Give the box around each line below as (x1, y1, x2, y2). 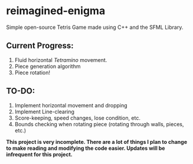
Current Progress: (6, 41, 74, 51)
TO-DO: (6, 86, 35, 96)
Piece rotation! (14, 69, 50, 76)
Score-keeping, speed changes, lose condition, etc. (14, 114, 140, 122)
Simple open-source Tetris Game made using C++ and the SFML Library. (6, 24, 184, 31)
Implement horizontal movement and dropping (14, 101, 128, 109)
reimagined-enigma (6, 4, 106, 18)
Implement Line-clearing (14, 108, 75, 115)
